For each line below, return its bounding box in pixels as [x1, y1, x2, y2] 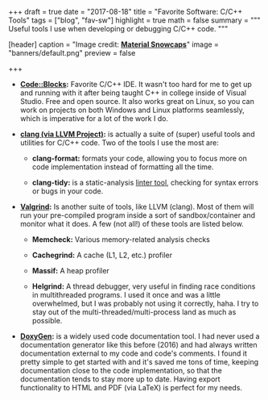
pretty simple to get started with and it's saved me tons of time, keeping [19, 357, 259, 366]
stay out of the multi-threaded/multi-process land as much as [31, 307, 237, 317]
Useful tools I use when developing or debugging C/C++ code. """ [8, 24, 229, 33]
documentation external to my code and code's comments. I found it [19, 348, 247, 358]
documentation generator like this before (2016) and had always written [19, 340, 258, 349]
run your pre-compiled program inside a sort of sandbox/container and [19, 210, 256, 220]
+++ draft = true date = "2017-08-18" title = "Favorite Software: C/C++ [8, 7, 243, 16]
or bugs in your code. [31, 186, 104, 196]
